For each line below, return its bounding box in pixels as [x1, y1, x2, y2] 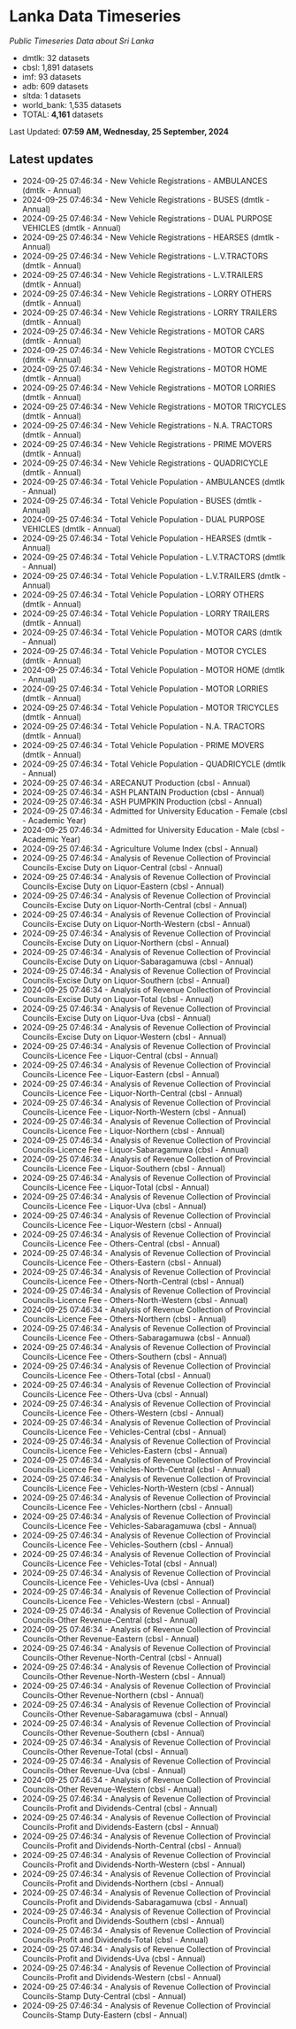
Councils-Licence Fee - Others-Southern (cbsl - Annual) [21, 1351, 228, 1362]
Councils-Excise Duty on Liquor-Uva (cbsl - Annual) [21, 1012, 212, 1023]
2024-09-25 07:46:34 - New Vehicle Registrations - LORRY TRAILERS [21, 307, 277, 318]
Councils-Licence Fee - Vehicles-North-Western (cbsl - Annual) [21, 1483, 254, 1493]
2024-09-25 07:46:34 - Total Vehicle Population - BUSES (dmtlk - [21, 495, 262, 505]
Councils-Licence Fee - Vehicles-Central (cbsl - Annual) [21, 1426, 227, 1437]
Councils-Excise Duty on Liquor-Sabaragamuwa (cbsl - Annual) [21, 956, 254, 967]
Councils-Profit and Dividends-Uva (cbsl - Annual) [21, 1953, 206, 1963]
